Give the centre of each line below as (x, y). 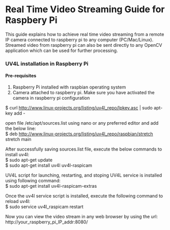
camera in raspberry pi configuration (51, 98)
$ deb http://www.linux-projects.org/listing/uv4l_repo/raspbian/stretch (79, 134)
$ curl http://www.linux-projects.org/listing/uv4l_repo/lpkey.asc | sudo (79, 108)
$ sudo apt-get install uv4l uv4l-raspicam (49, 165)
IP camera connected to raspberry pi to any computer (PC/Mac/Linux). (79, 40)
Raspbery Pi (31, 20)
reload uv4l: (18, 202)
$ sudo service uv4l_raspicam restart (45, 207)
